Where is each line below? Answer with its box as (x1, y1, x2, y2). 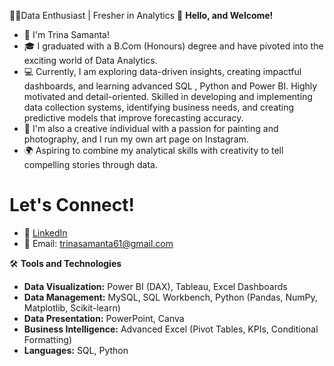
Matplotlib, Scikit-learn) (23, 301, 121, 314)
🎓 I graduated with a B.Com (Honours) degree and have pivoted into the (23, 40, 324, 52)
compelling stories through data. (23, 159, 159, 170)
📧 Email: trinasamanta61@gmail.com (23, 237, 174, 249)
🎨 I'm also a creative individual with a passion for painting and (23, 123, 279, 134)
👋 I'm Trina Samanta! (23, 29, 110, 40)
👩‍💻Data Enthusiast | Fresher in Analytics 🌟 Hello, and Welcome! (9, 10, 274, 21)
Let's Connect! (9, 194, 135, 217)
